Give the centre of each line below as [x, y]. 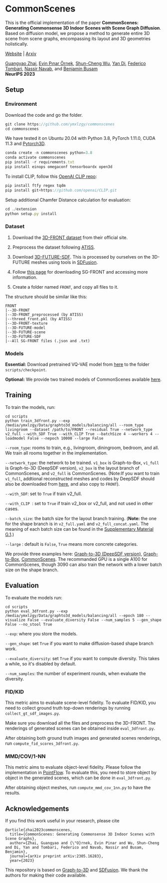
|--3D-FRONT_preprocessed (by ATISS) [44, 314]
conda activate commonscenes [35, 158]
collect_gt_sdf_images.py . [33, 713]
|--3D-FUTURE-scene [25, 332]
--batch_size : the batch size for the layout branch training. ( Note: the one [81, 518]
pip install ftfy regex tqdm [35, 185]
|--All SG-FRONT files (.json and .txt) [48, 341]
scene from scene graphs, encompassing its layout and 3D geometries [78, 39]
